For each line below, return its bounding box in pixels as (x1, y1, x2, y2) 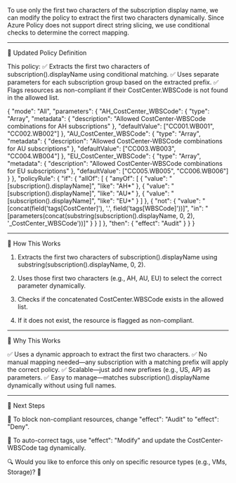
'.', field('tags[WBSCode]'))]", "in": (105, 204, 204, 212)
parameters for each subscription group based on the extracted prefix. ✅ (7, 78, 219, 86)
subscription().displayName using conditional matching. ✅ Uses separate (7, 70, 219, 78)
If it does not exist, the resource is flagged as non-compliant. (17, 316, 195, 324)
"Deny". (7, 423, 30, 431)
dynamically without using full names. (7, 381, 117, 389)
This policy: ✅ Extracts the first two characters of (7, 63, 150, 70)
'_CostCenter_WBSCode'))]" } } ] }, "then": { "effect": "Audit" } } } (7, 219, 195, 227)
